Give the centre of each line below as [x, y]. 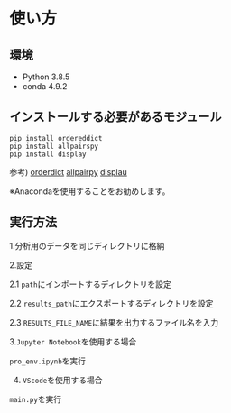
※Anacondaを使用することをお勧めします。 [90, 191]
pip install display [48, 154]
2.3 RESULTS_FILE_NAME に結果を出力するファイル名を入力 [114, 322]
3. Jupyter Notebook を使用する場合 [73, 341]
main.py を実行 [36, 399]
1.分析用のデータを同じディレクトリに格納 [87, 245]
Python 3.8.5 [46, 77]
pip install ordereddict [56, 138]
